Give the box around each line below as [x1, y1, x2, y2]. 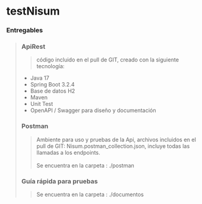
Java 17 [30, 74, 50, 82]
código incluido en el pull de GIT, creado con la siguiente [36, 56, 179, 63]
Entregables [6, 26, 43, 35]
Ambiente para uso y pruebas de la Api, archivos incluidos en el [36, 136, 197, 143]
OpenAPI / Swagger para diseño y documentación [30, 107, 156, 114]
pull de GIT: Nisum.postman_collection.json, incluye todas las [36, 142, 190, 150]
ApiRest [21, 43, 46, 51]
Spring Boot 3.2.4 [30, 81, 75, 88]
